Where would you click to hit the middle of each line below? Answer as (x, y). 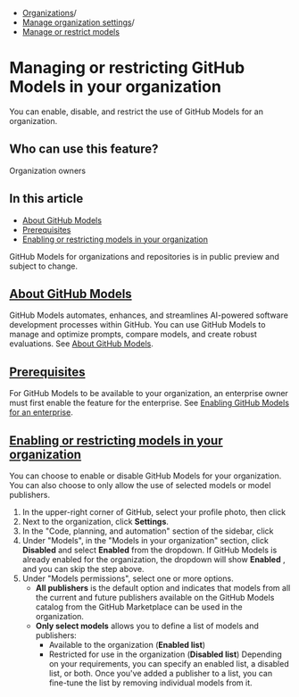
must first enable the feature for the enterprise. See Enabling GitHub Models (149, 403)
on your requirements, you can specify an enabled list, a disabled (169, 664)
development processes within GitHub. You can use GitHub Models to (137, 325)
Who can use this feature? (84, 149)
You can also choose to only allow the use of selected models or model (140, 485)
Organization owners (48, 170)
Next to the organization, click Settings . (96, 522)
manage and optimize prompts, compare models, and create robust (133, 335)
